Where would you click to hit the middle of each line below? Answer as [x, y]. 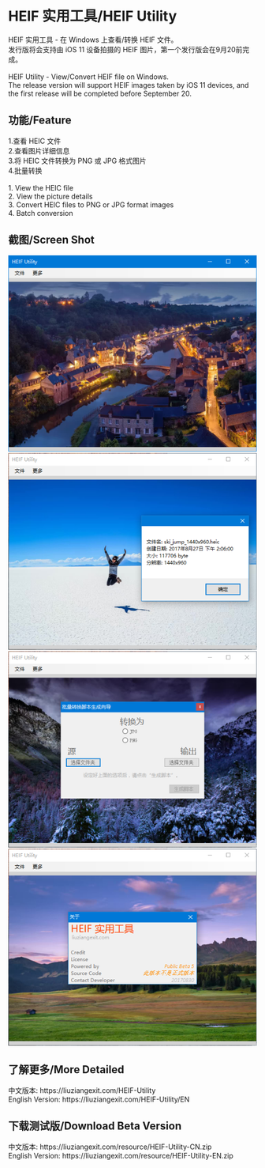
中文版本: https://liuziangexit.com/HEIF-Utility [82, 1090]
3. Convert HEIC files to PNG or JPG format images [91, 204]
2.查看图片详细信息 [39, 150]
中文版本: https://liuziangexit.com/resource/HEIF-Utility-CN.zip [110, 1147]
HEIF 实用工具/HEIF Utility [93, 16]
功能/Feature [40, 121]
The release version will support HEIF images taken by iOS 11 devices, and [129, 85]
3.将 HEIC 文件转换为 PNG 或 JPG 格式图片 [78, 161]
